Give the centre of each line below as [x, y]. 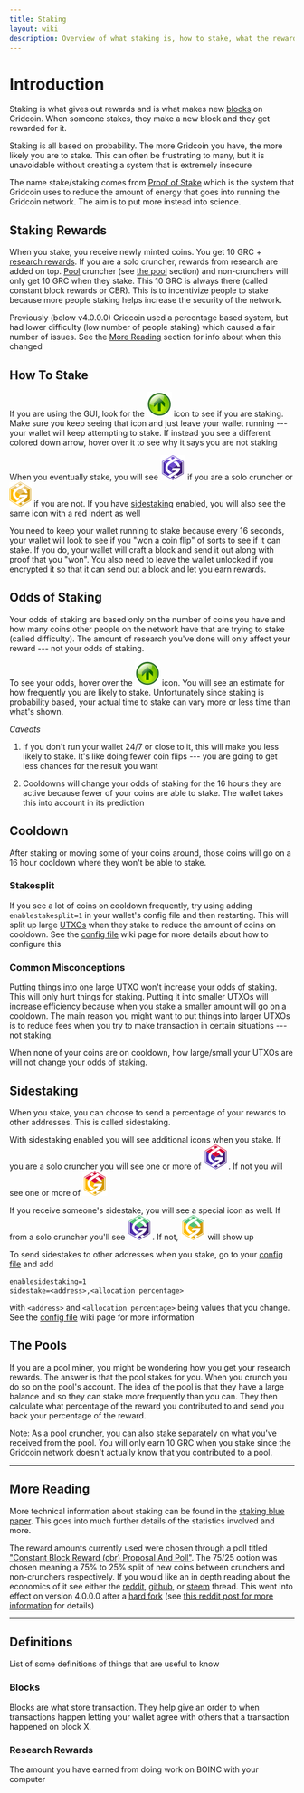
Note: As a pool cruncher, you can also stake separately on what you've [143, 1433]
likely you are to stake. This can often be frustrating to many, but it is [137, 156]
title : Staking [38, 19]
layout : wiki [34, 28]
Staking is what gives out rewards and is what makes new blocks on [136, 109]
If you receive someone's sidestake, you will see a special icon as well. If [145, 1210]
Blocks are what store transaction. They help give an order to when [134, 1707]
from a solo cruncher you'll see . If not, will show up [132, 1237]
